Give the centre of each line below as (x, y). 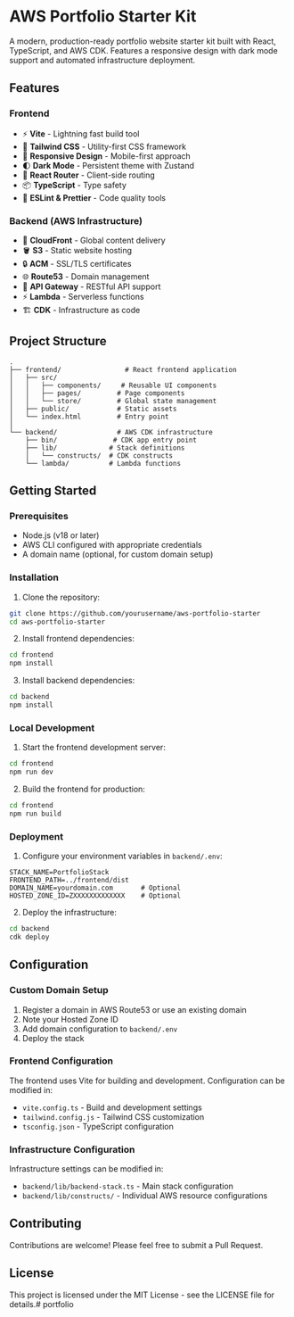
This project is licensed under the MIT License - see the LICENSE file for (142, 1295)
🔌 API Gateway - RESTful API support (91, 286)
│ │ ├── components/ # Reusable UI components (113, 385)
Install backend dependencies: (78, 681)
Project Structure (58, 341)
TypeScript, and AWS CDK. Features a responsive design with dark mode (143, 50)
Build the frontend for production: (83, 789)
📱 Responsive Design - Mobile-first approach (106, 156)
